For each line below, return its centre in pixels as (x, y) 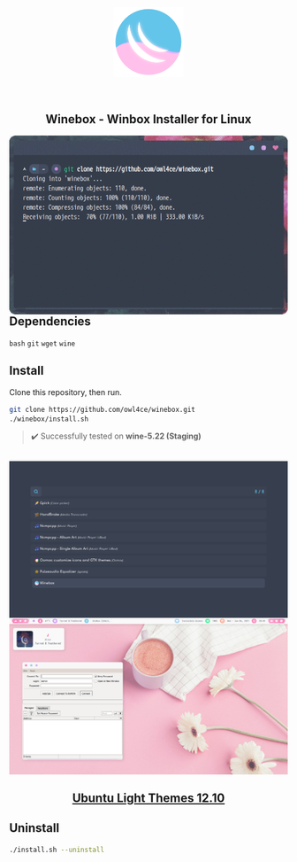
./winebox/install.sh (49, 419)
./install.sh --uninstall (57, 850)
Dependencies (50, 322)
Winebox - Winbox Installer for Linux (148, 119)
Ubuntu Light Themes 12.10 (148, 798)
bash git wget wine (42, 344)
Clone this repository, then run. (65, 392)
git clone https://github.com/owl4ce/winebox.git (103, 409)
